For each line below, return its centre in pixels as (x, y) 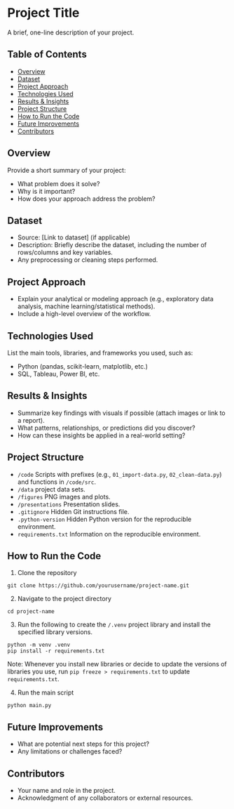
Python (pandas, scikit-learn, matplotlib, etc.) (83, 366)
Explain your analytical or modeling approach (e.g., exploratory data (115, 299)
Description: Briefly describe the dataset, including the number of (112, 245)
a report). (31, 420)
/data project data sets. (51, 489)
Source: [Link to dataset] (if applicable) (74, 237)
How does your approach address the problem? (86, 199)
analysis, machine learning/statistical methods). (86, 306)
